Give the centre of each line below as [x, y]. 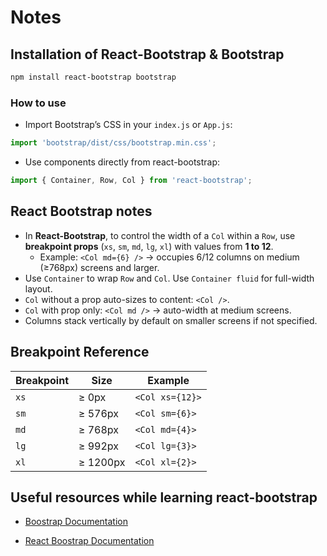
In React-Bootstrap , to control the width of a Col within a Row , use [160, 235]
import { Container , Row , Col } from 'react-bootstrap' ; [131, 181]
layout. [38, 288]
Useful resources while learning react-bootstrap [164, 497]
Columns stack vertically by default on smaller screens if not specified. [171, 320]
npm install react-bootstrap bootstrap [93, 77]
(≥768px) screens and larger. [99, 267]
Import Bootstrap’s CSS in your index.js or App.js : [128, 125]
